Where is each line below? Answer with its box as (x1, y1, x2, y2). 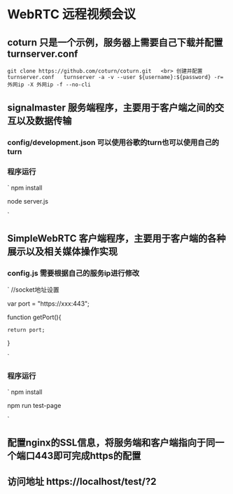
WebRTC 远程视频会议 (7, 6, 136, 22)
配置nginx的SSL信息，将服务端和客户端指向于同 (7, 437, 216, 449)
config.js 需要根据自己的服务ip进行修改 (7, 268, 140, 278)
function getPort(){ (7, 313, 62, 322)
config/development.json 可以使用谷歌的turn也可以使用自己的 (7, 138, 219, 148)
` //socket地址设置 (7, 285, 59, 294)
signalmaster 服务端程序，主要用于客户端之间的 (7, 102, 216, 114)
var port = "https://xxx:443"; (7, 299, 90, 308)
